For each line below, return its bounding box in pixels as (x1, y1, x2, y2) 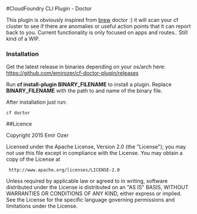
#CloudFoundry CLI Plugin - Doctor (6, 5, 92, 12)
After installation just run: (6, 98, 67, 106)
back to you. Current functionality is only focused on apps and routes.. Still (6, 29, 188, 36)
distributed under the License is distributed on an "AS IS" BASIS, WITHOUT (6, 184, 189, 191)
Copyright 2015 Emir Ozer (6, 132, 69, 139)
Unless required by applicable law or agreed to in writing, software (6, 177, 168, 185)
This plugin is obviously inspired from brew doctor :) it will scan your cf (6, 17, 179, 23)
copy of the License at (6, 156, 61, 163)
